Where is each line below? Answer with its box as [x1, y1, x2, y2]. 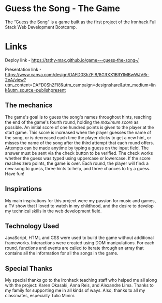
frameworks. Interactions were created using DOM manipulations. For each [5, 240, 155, 246]
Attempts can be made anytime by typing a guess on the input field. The [5, 145, 149, 151]
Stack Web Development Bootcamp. [5, 24, 77, 30]
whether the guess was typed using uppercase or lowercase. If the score [5, 155, 151, 161]
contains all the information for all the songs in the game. [5, 250, 118, 256]
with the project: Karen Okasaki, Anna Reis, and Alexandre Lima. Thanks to [5, 282, 154, 288]
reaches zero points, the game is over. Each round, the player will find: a [5, 160, 149, 166]
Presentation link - [5, 66, 42, 72]
